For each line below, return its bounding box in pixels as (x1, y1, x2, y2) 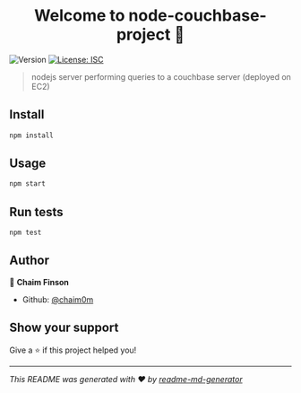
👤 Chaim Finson (9, 276, 70, 287)
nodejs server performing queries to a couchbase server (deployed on (30, 71, 291, 82)
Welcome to (34, 5, 125, 26)
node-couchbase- (128, 5, 267, 26)
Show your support (9, 320, 119, 336)
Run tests (9, 204, 64, 220)
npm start (9, 179, 47, 188)
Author (9, 253, 49, 268)
